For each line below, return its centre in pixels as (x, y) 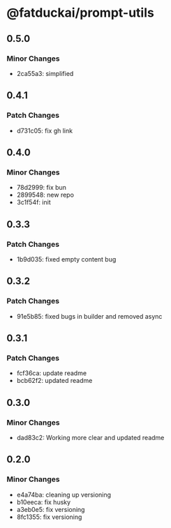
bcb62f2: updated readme (54, 381)
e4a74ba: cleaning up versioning (64, 495)
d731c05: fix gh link (45, 130)
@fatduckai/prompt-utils (80, 13)
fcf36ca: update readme (52, 373)
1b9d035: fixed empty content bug (66, 259)
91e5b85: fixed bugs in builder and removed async (89, 316)
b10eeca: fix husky (44, 502)
